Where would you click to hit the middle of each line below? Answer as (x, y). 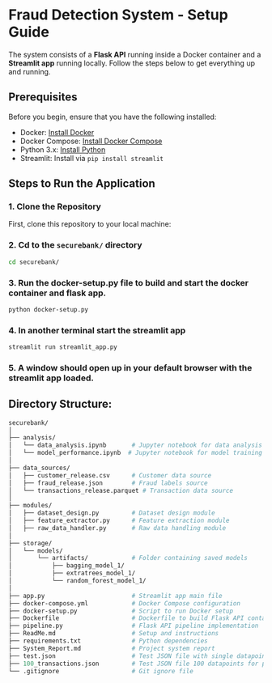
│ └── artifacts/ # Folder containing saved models (128, 558)
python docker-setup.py (49, 309)
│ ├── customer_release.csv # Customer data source (110, 475)
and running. (30, 71)
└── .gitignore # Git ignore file (101, 671)
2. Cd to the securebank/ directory (76, 245)
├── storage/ (30, 543)
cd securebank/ (34, 262)
